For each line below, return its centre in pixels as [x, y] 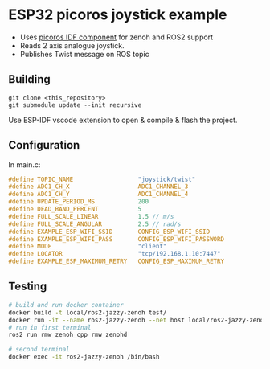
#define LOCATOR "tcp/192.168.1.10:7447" [115, 254]
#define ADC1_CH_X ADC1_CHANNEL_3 [98, 187]
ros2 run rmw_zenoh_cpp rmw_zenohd [68, 335]
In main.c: [25, 164]
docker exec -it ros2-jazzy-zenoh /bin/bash [84, 357]
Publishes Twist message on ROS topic [85, 54]
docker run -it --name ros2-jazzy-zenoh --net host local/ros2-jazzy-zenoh [138, 320]
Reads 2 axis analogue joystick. [72, 45]
